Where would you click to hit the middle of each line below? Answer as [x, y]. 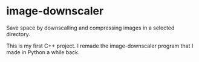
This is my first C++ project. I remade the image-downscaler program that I [100, 46]
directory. [18, 34]
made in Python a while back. [43, 52]
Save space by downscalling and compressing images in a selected [90, 28]
